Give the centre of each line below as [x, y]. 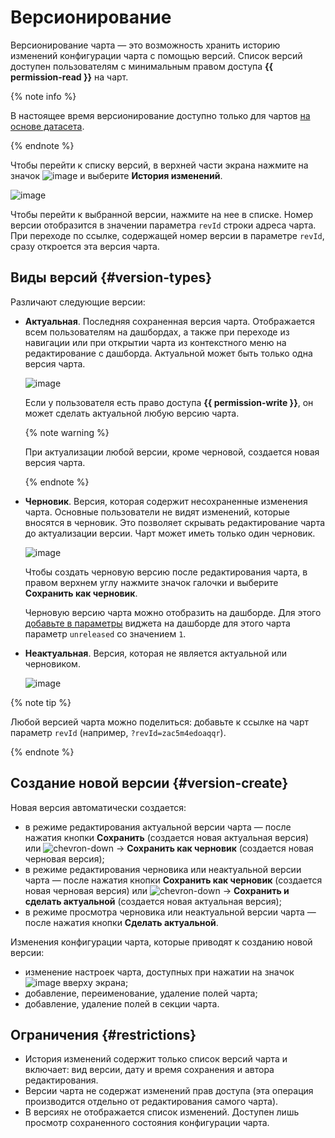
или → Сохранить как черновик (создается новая [169, 848]
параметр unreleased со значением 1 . [105, 633]
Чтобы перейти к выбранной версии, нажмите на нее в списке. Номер [161, 214]
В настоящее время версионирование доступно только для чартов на [160, 115]
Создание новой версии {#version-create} [149, 783]
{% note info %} [43, 96]
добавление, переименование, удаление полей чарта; [141, 993]
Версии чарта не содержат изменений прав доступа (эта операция [169, 1091]
